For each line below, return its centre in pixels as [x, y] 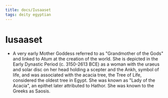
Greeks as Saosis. [32, 91]
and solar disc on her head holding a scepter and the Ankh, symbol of [86, 70]
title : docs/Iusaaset [28, 10]
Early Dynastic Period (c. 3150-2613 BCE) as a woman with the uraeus [86, 64]
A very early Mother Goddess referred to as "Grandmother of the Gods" [88, 54]
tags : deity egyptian [28, 15]
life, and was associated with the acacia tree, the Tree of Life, [77, 75]
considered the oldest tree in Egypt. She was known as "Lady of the [84, 80]
